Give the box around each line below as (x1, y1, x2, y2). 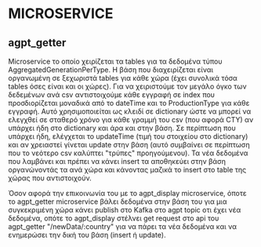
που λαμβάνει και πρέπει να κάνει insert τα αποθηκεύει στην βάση (8, 157, 226, 165)
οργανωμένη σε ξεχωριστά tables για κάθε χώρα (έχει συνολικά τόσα (8, 74, 237, 82)
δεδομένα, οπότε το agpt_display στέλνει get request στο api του (8, 213, 219, 223)
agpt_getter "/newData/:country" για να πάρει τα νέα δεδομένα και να (8, 222, 237, 231)
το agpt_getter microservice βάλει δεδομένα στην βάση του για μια (8, 197, 227, 206)
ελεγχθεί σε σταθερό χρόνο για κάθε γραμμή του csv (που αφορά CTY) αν (8, 115, 254, 124)
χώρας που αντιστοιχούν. (8, 173, 92, 183)
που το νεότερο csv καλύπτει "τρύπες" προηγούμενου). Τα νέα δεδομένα (8, 148, 248, 158)
